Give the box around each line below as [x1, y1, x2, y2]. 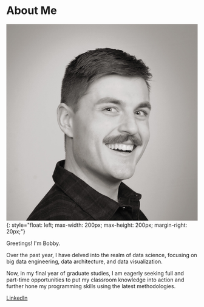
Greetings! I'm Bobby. [6, 240, 61, 247]
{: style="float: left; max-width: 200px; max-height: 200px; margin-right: [6, 221, 188, 229]
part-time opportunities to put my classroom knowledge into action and [6, 276, 185, 283]
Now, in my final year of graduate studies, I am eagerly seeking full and [6, 269, 184, 277]
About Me [6, 4, 57, 18]
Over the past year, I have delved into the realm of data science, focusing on [6, 251, 197, 258]
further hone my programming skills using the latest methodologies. [6, 282, 176, 289]
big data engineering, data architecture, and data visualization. [6, 258, 163, 265]
